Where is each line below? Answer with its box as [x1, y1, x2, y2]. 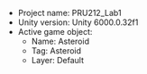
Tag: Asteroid [31, 45, 82, 56]
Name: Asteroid [31, 36, 90, 46]
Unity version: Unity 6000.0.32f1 [17, 17, 139, 28]
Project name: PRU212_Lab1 [17, 8, 122, 18]
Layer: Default [31, 55, 84, 65]
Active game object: [17, 27, 93, 37]
